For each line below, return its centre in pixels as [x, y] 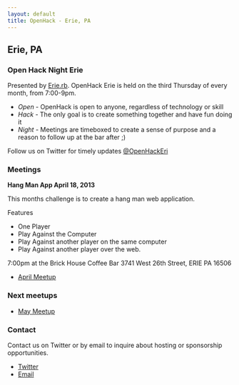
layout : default [31, 14]
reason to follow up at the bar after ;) [72, 137]
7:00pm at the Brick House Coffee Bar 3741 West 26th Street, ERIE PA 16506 [119, 263]
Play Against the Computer [57, 234]
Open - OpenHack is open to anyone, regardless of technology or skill [121, 107]
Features [20, 213]
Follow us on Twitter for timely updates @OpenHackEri [88, 151]
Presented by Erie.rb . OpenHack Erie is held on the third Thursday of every [117, 86]
